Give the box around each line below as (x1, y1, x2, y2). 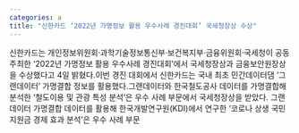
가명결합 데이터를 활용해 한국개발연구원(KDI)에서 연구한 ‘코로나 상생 (32, 103, 269, 113)
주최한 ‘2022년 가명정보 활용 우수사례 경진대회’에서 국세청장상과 (9, 58, 235, 69)
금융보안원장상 (235, 58, 286, 69)
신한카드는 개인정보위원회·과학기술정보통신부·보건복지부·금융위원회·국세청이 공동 (9, 46, 290, 58)
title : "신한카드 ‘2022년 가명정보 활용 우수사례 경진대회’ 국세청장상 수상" (9, 21, 257, 30)
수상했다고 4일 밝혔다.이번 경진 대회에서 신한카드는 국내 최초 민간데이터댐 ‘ (18, 69, 279, 80)
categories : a (9, 12, 63, 22)
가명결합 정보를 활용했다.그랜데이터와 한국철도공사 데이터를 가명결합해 (42, 80, 286, 91)
